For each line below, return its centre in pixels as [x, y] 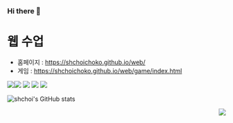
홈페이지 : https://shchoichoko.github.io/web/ [81, 62]
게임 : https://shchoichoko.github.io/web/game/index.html [100, 70]
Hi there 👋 [24, 11]
